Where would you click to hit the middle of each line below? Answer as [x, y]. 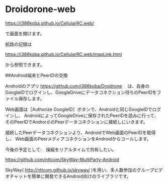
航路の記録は [18, 44]
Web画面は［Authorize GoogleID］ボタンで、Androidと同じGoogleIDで [79, 109]
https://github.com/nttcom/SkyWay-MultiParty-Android [62, 159]
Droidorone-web [40, 9]
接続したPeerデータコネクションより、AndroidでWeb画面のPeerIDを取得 [80, 132]
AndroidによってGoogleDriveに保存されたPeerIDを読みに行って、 [91, 115]
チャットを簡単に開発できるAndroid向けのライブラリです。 [70, 176]
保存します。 [31, 99]
